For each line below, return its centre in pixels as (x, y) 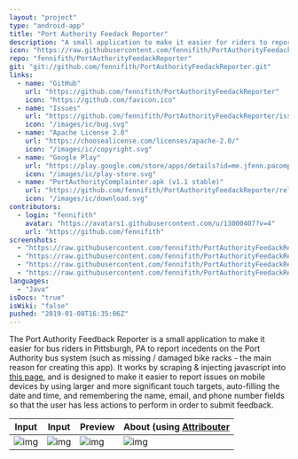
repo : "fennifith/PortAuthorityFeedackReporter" (101, 58)
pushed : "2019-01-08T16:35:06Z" (69, 314)
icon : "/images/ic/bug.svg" (77, 125)
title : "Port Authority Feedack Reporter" (89, 34)
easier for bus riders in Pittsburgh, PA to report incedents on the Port (135, 349)
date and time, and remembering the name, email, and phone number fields (147, 396)
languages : (29, 281)
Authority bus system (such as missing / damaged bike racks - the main (141, 358)
